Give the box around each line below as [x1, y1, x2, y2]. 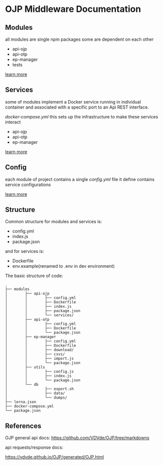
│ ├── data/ [5, 391, 65, 396]
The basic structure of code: [5, 273, 63, 279]
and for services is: [5, 248, 44, 254]
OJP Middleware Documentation [5, 3, 141, 15]
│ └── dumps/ [5, 395, 68, 400]
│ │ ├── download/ [5, 348, 74, 352]
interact [5, 119, 21, 125]
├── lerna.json [5, 400, 37, 405]
